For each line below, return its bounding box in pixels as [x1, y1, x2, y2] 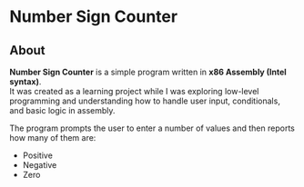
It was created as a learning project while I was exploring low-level [9, 86, 259, 96]
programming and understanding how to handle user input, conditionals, [9, 95, 280, 106]
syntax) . [9, 76, 42, 87]
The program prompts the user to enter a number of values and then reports [9, 123, 296, 133]
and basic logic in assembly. [9, 105, 116, 115]
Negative [22, 160, 57, 170]
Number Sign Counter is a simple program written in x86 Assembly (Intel [9, 66, 287, 77]
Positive [22, 150, 53, 161]
